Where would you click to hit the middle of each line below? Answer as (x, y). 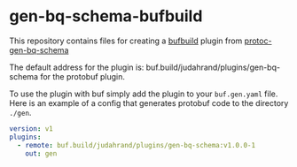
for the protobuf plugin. (82, 76)
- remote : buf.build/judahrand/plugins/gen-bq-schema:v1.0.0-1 (136, 145)
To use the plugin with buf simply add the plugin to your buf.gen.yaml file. (144, 94)
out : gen (41, 153)
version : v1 (31, 129)
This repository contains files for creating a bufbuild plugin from (126, 41)
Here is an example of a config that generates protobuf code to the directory (149, 102)
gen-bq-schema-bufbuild (106, 16)
